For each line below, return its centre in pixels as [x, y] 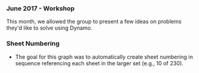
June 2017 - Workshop [40, 8]
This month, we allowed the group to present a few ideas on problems [94, 22]
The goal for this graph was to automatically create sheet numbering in [104, 57]
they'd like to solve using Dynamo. [49, 28]
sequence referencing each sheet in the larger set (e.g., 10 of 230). [99, 63]
